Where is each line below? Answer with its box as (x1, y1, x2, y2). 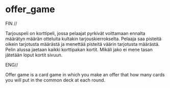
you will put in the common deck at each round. (5, 77, 106, 83)
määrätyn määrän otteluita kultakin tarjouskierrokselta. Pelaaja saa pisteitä (5, 36, 162, 42)
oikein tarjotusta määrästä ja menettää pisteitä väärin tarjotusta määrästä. (5, 41, 160, 47)
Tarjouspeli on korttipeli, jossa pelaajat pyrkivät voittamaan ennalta (5, 30, 145, 36)
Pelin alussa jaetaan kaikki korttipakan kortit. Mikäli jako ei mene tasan (5, 46, 153, 52)
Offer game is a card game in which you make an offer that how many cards (5, 71, 165, 77)
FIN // (5, 20, 17, 26)
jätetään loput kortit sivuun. (5, 52, 63, 58)
